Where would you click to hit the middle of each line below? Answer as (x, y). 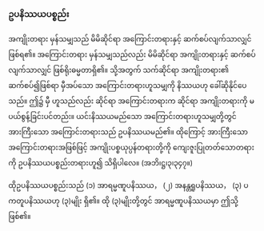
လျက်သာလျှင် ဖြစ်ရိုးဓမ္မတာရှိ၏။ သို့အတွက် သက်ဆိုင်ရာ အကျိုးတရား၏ (119, 70)
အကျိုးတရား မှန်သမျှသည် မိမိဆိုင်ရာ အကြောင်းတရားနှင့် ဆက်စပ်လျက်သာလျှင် (130, 39)
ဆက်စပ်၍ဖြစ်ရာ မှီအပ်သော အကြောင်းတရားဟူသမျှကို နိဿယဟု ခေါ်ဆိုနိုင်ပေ (128, 86)
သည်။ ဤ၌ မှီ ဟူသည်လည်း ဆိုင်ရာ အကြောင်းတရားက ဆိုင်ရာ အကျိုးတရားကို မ (131, 101)
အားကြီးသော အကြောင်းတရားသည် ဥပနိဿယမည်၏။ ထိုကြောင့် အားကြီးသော (128, 132)
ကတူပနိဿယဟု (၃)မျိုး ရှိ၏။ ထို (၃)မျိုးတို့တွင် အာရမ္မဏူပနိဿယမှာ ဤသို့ (123, 201)
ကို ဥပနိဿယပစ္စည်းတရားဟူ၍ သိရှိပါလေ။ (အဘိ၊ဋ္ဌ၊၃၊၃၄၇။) (101, 163)
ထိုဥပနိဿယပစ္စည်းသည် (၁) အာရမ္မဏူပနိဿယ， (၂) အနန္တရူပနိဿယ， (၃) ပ (128, 185)
